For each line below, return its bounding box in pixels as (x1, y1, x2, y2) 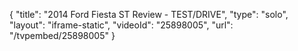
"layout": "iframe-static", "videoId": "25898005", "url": (9, 19, 234, 31)
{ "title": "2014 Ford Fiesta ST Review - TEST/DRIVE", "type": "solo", (9, 9, 289, 20)
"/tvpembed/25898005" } (9, 30, 116, 41)
